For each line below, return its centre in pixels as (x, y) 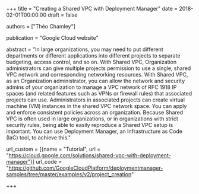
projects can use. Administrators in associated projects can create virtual (96, 100)
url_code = (49, 162)
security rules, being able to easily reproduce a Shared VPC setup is (90, 125)
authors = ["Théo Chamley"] (41, 26)
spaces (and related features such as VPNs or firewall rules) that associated (99, 93)
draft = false (62, 15)
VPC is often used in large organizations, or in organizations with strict (92, 119)
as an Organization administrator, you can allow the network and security (96, 81)
